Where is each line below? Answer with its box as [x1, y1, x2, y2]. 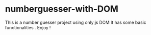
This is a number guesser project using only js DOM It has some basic [5, 19, 146, 25]
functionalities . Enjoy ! [5, 24, 51, 30]
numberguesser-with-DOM [5, 3, 119, 15]
